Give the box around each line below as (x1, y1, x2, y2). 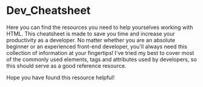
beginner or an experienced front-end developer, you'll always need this (6, 43, 187, 50)
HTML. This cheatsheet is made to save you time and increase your (6, 30, 175, 37)
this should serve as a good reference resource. (6, 62, 126, 69)
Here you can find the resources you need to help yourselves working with (6, 24, 193, 31)
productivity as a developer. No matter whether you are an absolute (6, 36, 176, 43)
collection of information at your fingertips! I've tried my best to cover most (6, 49, 194, 56)
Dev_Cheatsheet (6, 4, 91, 18)
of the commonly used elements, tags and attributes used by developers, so (6, 56, 198, 63)
